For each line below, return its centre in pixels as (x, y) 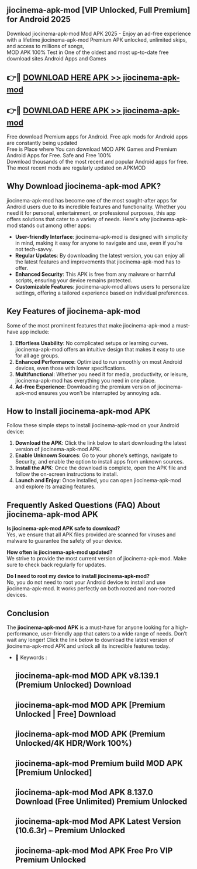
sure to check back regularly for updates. (56, 565)
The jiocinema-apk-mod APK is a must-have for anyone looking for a (90, 627)
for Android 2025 (39, 20)
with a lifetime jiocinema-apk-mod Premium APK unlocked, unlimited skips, (97, 40)
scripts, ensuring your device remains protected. (74, 280)
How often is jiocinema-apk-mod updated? (60, 552)
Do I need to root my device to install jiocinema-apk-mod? (78, 576)
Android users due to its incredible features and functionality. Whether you (96, 207)
